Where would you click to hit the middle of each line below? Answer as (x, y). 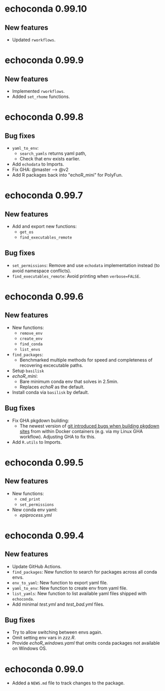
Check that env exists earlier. (50, 159)
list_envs (30, 349)
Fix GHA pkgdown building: (40, 420)
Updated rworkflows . (34, 40)
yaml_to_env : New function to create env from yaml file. (70, 588)
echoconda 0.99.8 (44, 117)
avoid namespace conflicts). (42, 271)
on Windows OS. (30, 648)
